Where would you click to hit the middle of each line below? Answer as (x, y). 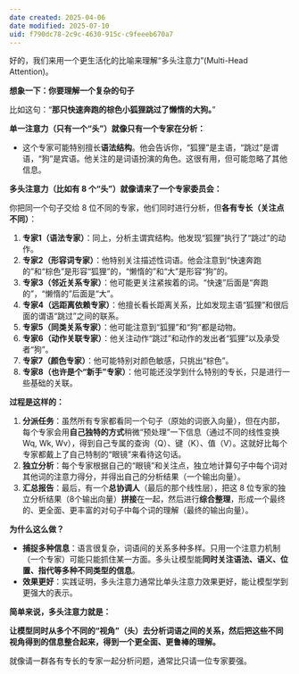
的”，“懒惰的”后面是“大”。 (70, 294)
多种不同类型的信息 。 (100, 570)
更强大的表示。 (50, 593)
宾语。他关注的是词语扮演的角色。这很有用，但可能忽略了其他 (174, 159)
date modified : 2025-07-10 (59, 26)
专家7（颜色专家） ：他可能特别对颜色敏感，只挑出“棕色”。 (128, 361)
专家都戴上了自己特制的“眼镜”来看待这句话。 (104, 454)
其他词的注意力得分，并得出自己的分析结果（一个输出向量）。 (133, 477)
